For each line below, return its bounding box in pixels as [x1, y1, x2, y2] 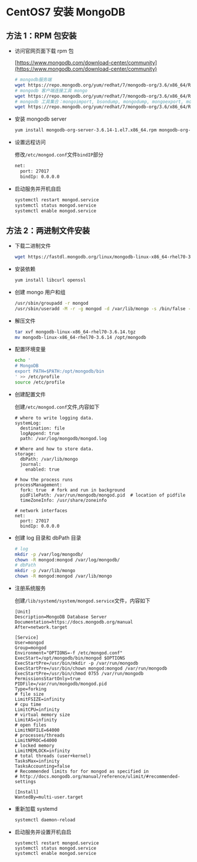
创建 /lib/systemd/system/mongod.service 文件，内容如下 [14, 597, 151, 604]
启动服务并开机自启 [14, 185, 62, 192]
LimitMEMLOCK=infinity [14, 748, 70, 754]
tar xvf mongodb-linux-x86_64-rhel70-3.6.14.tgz [14, 329, 136, 335]
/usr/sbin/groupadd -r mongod [14, 300, 89, 306]
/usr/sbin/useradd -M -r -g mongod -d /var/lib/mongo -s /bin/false [14, 305, 186, 312]
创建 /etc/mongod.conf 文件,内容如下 [14, 403, 100, 410]
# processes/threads [14, 733, 65, 738]
